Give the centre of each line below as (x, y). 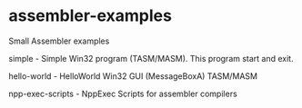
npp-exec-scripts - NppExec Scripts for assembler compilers (123, 93)
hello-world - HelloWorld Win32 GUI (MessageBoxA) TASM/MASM (133, 76)
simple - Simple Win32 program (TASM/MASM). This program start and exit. (151, 58)
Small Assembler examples (59, 41)
